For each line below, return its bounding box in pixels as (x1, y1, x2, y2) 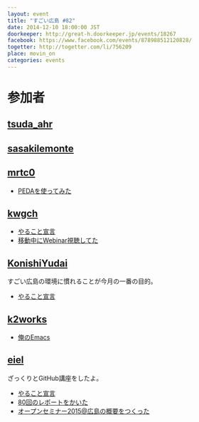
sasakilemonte (7, 142, 75, 154)
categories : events (7, 57, 65, 64)
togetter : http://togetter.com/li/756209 (7, 43, 132, 51)
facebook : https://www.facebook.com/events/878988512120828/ (7, 37, 193, 44)
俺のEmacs (17, 332, 50, 342)
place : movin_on (7, 51, 55, 58)
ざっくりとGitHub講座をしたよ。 (7, 374, 103, 382)
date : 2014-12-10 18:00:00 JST (7, 23, 100, 31)
